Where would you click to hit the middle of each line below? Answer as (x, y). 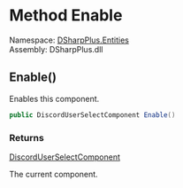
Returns (27, 137)
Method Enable (66, 16)
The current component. (54, 174)
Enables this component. (54, 98)
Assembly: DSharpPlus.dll (56, 49)
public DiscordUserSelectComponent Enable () (92, 115)
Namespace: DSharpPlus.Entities (69, 40)
